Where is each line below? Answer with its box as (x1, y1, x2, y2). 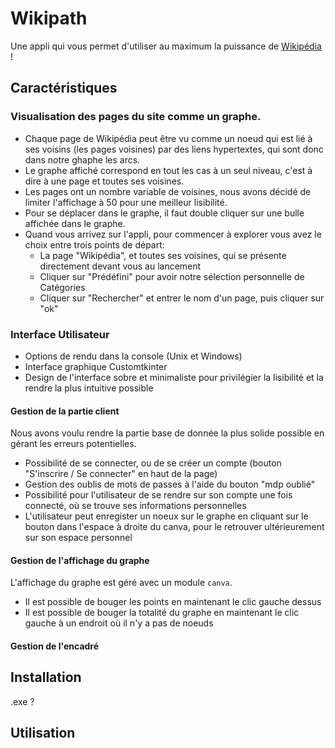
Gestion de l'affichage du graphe (10, 554, 150, 566)
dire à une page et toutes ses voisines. (24, 175, 185, 187)
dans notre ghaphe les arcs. (24, 153, 141, 166)
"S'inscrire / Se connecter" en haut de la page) (24, 468, 218, 480)
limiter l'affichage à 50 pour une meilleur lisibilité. (24, 196, 228, 208)
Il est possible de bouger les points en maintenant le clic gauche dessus (24, 596, 322, 608)
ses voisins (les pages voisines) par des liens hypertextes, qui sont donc (24, 143, 324, 155)
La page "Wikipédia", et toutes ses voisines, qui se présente (39, 249, 287, 261)
